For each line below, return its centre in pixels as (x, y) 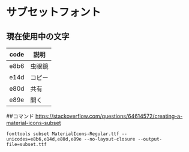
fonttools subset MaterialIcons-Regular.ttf (63, 134)
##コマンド (20, 116)
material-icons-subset (34, 123)
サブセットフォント (54, 12)
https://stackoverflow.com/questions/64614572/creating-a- (109, 116)
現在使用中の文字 (38, 36)
